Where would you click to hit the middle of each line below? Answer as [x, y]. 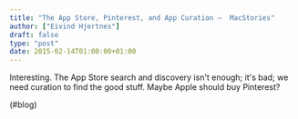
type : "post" [34, 43]
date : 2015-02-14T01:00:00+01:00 [73, 52]
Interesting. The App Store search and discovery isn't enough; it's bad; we [149, 77]
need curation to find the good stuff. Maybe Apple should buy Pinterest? [145, 87]
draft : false [34, 35]
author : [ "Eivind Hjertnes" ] [65, 26]
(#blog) [24, 104]
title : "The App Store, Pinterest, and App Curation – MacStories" [142, 18]
